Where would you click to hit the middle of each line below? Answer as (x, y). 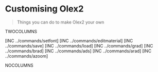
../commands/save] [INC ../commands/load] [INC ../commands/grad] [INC (79, 46)
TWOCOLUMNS (21, 31)
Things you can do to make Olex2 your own (61, 22)
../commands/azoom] (26, 56)
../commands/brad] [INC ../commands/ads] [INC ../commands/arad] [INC (78, 51)
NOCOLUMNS (19, 65)
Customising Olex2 (44, 9)
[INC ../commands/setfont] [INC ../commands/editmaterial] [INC (69, 41)
